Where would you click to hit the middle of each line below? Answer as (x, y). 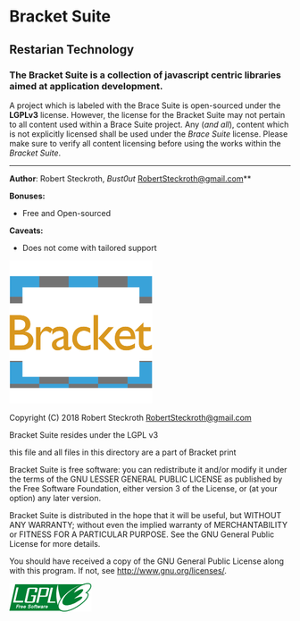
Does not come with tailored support (90, 248)
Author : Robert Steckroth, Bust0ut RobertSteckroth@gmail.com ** (130, 178)
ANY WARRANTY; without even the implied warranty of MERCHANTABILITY (149, 524)
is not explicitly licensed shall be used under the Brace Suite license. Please (149, 134)
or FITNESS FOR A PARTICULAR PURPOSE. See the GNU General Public (142, 534)
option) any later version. (55, 498)
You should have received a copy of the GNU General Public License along (146, 561)
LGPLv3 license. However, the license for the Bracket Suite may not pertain (147, 114)
